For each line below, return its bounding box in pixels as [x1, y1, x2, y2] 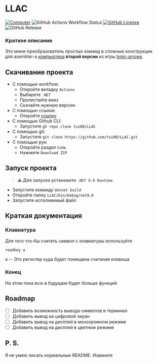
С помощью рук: [12, 139, 48, 145]
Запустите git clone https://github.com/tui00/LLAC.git [19, 134, 138, 140]
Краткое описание [5, 37, 53, 44]
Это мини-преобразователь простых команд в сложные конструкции [5, 48, 153, 55]
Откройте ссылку [19, 113, 57, 119]
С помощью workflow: [12, 81, 59, 87]
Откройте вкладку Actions [19, 86, 75, 92]
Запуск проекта [5, 164, 57, 173]
